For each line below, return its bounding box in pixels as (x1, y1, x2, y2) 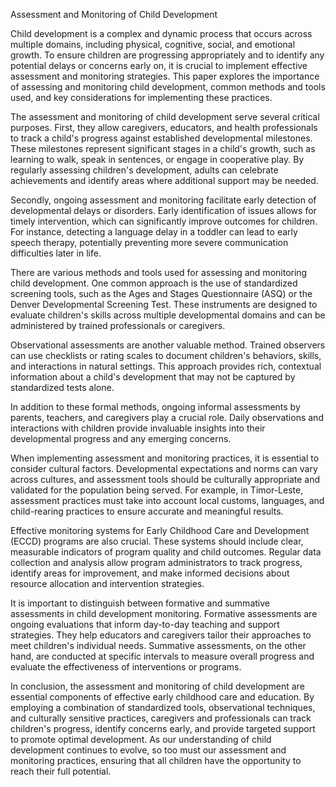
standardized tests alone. (10, 382, 115, 393)
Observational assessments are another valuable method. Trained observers (10, 339, 326, 351)
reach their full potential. (10, 765, 112, 777)
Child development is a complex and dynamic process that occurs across (10, 28, 313, 39)
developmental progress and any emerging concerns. (10, 433, 232, 444)
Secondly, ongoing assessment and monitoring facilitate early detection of (10, 194, 317, 206)
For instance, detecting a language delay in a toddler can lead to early (10, 226, 298, 238)
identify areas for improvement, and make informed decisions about (10, 567, 290, 579)
